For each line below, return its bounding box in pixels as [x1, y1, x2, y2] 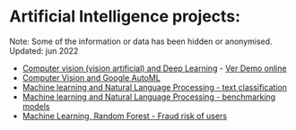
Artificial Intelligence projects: [9, 6, 240, 27]
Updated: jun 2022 [9, 45, 79, 56]
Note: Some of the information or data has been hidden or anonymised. [9, 36, 273, 47]
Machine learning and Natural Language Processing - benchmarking [22, 91, 276, 102]
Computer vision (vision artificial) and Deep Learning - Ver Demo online [22, 63, 287, 74]
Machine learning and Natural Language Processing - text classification [22, 82, 287, 92]
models [22, 100, 50, 111]
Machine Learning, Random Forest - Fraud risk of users [22, 110, 227, 121]
